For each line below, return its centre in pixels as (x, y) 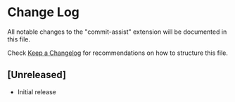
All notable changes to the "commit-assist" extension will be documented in (117, 32)
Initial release (37, 91)
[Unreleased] (37, 75)
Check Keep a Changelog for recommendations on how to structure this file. (118, 53)
